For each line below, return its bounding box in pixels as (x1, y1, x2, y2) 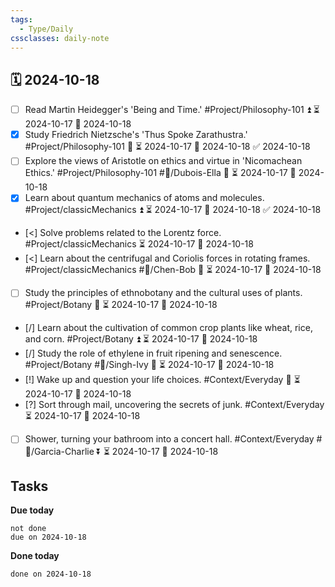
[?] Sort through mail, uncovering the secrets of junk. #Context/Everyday (24, 399, 325, 411)
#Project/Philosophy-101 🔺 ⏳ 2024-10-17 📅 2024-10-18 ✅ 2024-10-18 (24, 141, 311, 153)
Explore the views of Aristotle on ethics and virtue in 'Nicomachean (24, 155, 303, 167)
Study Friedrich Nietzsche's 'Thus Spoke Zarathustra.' (24, 129, 248, 141)
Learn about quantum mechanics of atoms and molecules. (24, 192, 265, 204)
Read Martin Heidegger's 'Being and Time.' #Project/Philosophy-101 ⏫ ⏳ (24, 104, 320, 116)
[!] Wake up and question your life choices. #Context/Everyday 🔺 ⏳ (24, 374, 301, 386)
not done (10, 524, 47, 534)
